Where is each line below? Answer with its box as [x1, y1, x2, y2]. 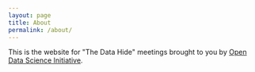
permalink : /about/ [8, 26, 73, 34]
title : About [8, 19, 51, 27]
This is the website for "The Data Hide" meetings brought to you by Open [8, 48, 247, 57]
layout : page [8, 11, 51, 20]
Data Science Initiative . [8, 56, 83, 65]
